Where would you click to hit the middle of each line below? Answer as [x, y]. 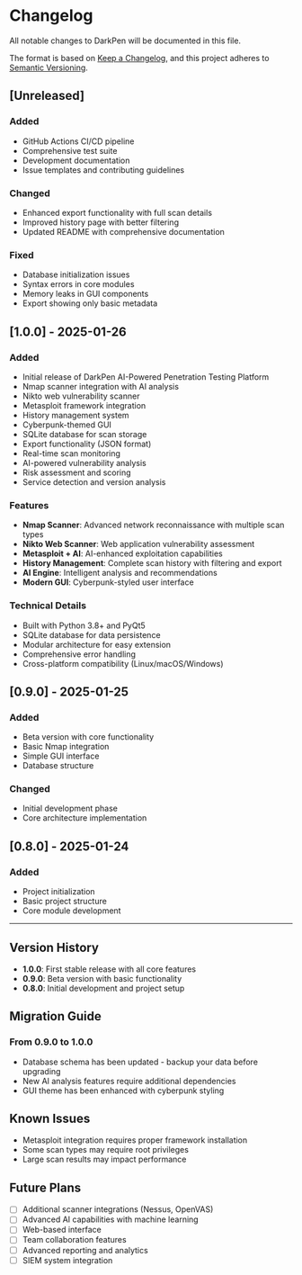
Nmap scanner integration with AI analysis [101, 386]
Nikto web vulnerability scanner [81, 396]
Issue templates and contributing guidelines [103, 170]
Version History [54, 947]
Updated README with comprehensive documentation [123, 231]
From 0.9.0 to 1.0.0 [51, 1042]
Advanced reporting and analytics [85, 1250]
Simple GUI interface [61, 756]
